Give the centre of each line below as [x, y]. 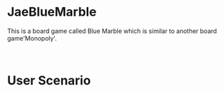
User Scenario [49, 81]
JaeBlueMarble [52, 12]
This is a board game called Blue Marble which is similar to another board [112, 31]
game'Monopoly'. [32, 38]
